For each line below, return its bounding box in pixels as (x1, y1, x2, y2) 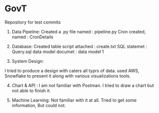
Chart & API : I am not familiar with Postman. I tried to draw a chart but (11, 82, 154, 88)
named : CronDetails (11, 34, 54, 40)
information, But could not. (11, 102, 66, 108)
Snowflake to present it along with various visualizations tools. (4, 73, 131, 79)
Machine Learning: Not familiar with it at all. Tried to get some (11, 97, 137, 103)
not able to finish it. (11, 87, 51, 93)
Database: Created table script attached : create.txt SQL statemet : (11, 43, 147, 49)
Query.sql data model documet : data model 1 (11, 49, 104, 55)
